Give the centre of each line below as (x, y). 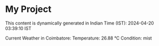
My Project (28, 9)
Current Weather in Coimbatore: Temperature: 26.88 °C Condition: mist (78, 38)
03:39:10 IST (18, 28)
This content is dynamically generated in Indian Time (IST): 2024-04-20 (79, 23)
